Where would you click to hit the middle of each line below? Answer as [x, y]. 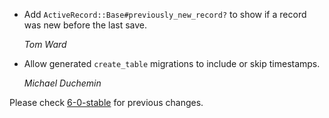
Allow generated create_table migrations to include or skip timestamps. [172, 63]
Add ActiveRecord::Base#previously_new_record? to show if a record [165, 14]
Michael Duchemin [62, 83]
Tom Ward [45, 44]
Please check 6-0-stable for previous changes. [106, 102]
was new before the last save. [85, 25]
